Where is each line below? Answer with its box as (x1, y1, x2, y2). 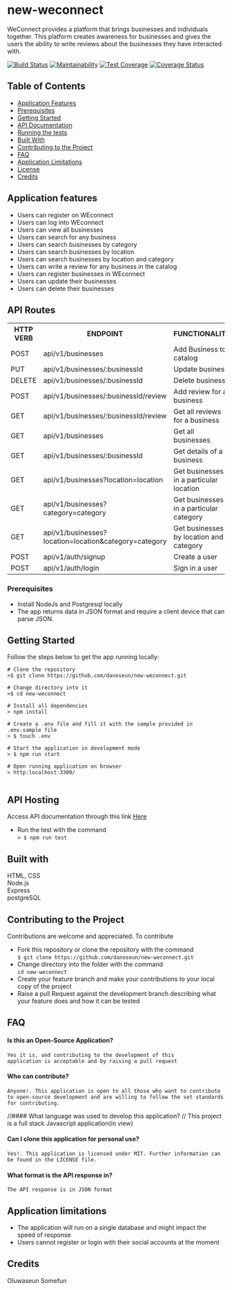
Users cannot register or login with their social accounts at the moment (17, 1237, 220, 1246)
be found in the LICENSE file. (7, 1156, 97, 1163)
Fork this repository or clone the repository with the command (17, 945, 194, 953)
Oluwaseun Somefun (7, 1276, 67, 1284)
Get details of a (173, 447, 223, 457)
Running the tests (17, 128, 68, 136)
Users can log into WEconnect (17, 218, 104, 226)
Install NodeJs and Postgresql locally (17, 600, 123, 608)
